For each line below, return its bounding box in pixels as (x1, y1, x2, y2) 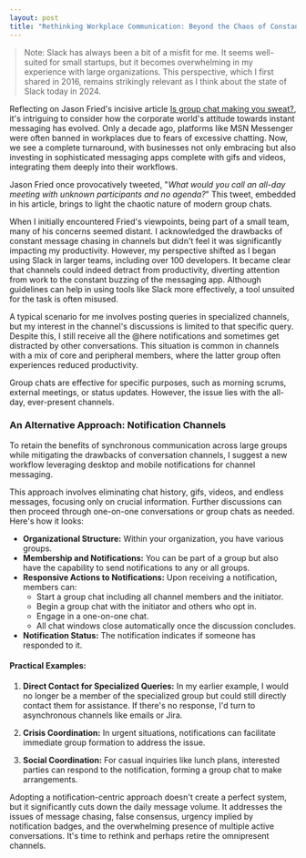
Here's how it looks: (9, 516, 85, 526)
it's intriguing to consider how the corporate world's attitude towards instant (9, 113, 295, 124)
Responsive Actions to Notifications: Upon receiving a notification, (22, 571, 278, 583)
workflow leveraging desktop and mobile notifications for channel (9, 459, 256, 470)
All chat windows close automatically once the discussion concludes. (36, 620, 296, 631)
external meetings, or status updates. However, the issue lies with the (9, 386, 270, 397)
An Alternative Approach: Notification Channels (9, 419, 226, 432)
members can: (22, 581, 77, 592)
